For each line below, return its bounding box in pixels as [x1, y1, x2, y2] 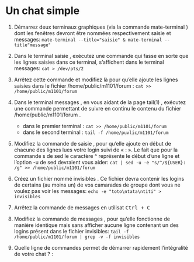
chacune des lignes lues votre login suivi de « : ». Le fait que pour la [13, 146, 178, 153]
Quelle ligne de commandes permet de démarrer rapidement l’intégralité [13, 244, 188, 251]
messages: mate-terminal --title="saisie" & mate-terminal [13, 36, 162, 43]
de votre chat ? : [13, 250, 53, 257]
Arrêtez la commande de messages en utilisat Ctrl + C [13, 204, 150, 211]
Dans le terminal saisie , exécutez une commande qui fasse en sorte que [13, 52, 189, 59]
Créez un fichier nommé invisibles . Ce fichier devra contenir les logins [13, 175, 185, 182]
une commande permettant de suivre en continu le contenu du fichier [13, 105, 182, 112]
